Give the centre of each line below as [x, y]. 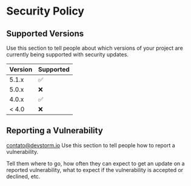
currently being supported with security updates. [68, 55]
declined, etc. [23, 176]
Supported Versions [45, 34]
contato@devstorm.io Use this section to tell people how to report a [91, 145]
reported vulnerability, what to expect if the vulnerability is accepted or [95, 170]
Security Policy [45, 11]
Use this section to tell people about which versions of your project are [95, 48]
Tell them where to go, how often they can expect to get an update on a [95, 163]
